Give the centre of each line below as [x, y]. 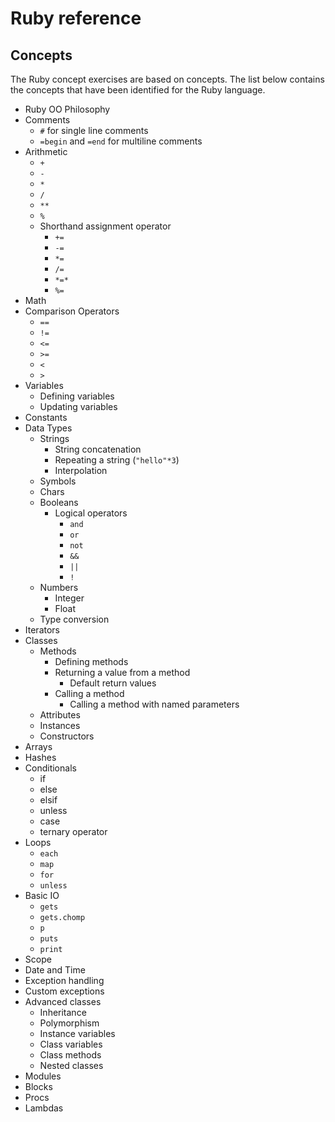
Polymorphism [69, 1023]
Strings [54, 438]
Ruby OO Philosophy [67, 109]
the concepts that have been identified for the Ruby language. [138, 90]
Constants [46, 417]
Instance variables [77, 1033]
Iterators [42, 630]
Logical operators [91, 513]
